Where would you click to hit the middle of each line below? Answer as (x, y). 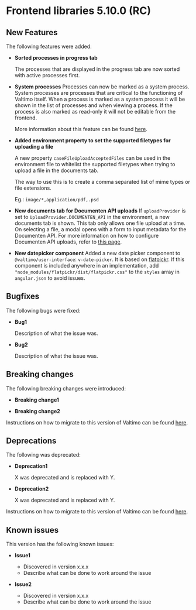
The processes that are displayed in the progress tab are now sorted (97, 69)
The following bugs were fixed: (43, 310)
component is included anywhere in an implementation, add (87, 265)
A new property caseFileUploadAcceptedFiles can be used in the (92, 158)
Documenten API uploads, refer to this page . (68, 242)
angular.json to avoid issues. (50, 278)
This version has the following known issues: (60, 544)
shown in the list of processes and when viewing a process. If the (93, 105)
